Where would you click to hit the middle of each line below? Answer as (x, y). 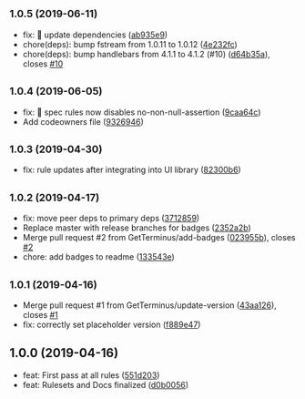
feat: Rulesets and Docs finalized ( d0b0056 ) (106, 384)
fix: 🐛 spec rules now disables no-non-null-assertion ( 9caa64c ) (142, 112)
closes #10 (43, 64)
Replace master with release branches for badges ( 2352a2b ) (137, 228)
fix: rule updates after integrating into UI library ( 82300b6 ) (132, 170)
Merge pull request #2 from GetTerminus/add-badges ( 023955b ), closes (159, 238)
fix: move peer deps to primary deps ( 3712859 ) (111, 219)
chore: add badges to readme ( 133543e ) (98, 257)
